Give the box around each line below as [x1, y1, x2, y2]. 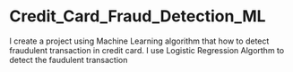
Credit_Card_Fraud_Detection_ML [9, 6, 266, 27]
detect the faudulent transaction [9, 54, 128, 65]
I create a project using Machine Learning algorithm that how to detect [9, 36, 270, 46]
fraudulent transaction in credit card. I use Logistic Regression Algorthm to [9, 44, 285, 55]
